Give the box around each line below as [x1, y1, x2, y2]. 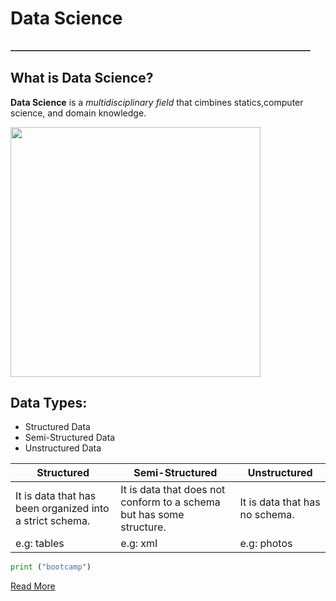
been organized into [15, 502, 110, 516]
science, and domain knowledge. [10, 107, 147, 119]
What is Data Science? [10, 70, 154, 87]
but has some [120, 508, 185, 522]
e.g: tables [15, 537, 65, 551]
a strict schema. [15, 514, 91, 528]
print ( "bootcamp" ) [10, 562, 92, 572]
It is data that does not [120, 483, 226, 497]
